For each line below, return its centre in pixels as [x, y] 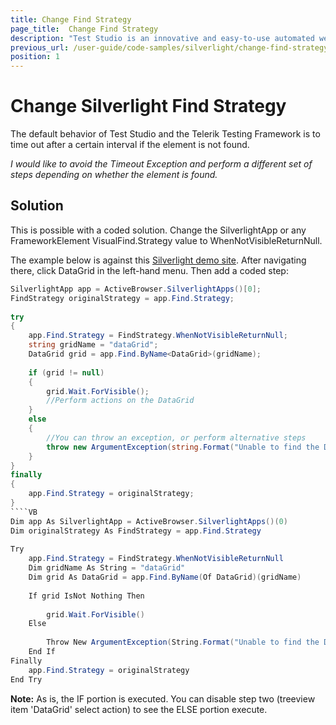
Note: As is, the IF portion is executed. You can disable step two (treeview [163, 698]
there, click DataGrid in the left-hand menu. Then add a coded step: [149, 270]
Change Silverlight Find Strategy [148, 106]
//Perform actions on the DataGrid [120, 401]
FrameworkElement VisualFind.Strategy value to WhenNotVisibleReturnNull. [166, 240]
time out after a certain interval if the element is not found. [130, 145]
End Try [26, 679]
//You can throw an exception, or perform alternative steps [176, 437]
